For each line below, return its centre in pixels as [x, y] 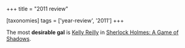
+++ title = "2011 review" [37, 9]
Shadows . [19, 39]
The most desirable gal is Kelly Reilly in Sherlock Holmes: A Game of [92, 32]
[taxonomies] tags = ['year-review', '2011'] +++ [65, 20]
